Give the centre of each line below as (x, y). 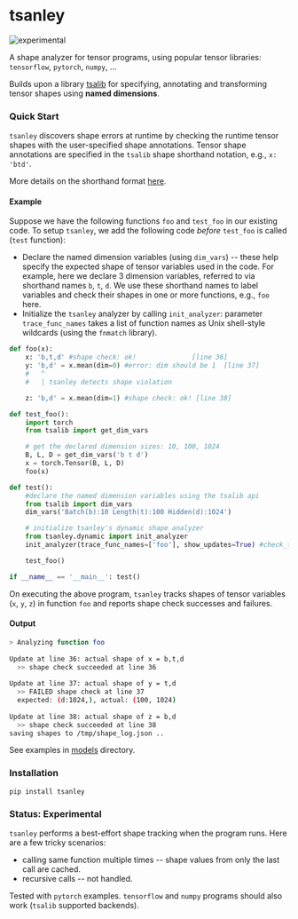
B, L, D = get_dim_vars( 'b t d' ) (87, 455)
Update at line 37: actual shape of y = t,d (93, 684)
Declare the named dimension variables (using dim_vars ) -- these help (150, 257)
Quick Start (34, 116)
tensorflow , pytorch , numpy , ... (63, 67)
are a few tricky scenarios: (58, 842)
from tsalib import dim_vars (79, 504)
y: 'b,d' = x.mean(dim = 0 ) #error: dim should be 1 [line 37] (142, 366)
